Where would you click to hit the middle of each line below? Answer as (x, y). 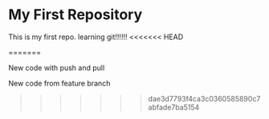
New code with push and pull (57, 67)
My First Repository (75, 15)
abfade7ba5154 (174, 107)
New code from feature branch (59, 83)
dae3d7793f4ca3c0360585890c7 (204, 98)
